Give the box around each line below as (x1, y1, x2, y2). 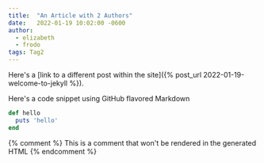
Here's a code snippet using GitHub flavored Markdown (8, 94, 190, 103)
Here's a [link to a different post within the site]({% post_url (8, 70, 202, 79)
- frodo (15, 41, 41, 49)
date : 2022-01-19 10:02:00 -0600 (8, 19, 126, 27)
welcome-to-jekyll (8, 78, 68, 88)
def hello (8, 109, 41, 117)
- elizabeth (15, 33, 55, 42)
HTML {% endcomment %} (8, 146, 98, 156)
